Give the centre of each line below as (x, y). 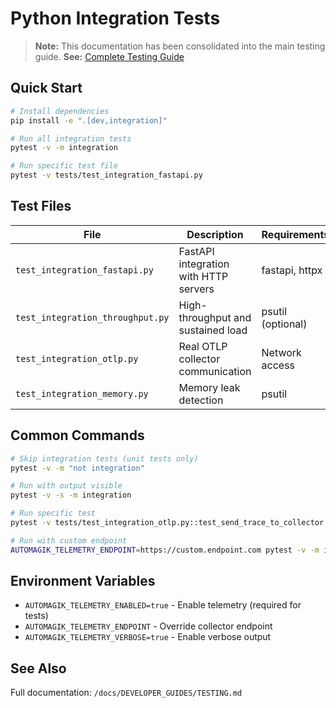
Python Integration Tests (115, 18)
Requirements (295, 234)
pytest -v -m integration (64, 148)
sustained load (213, 330)
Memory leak (209, 387)
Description (215, 234)
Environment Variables (83, 581)
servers (196, 289)
